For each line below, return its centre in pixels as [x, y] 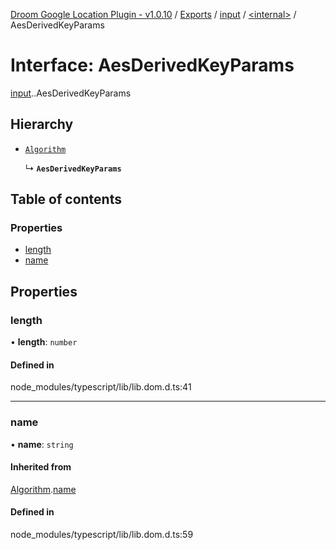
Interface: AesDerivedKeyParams [152, 65]
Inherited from [41, 467]
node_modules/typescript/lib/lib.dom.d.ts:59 [102, 535]
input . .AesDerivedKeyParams [71, 93]
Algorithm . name [43, 489]
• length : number [44, 342]
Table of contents [66, 199]
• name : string [42, 444]
